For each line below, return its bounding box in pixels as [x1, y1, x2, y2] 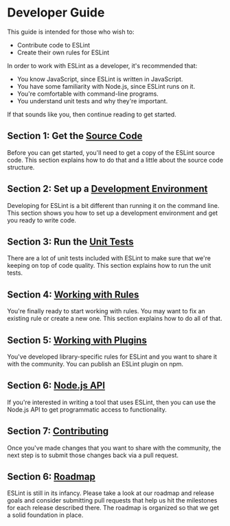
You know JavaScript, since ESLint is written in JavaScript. [16, 74, 183, 83]
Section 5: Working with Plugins [7, 334, 148, 346]
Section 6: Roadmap [7, 471, 96, 483]
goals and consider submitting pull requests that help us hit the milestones [7, 496, 218, 505]
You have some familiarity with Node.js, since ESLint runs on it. [16, 82, 196, 90]
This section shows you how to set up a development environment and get [7, 209, 218, 217]
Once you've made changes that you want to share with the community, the [7, 443, 222, 452]
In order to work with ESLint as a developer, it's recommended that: [7, 61, 198, 70]
